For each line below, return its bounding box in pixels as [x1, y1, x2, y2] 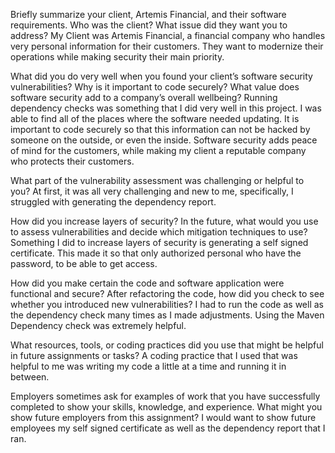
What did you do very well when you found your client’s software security [10, 70, 313, 82]
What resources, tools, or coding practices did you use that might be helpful [10, 339, 324, 351]
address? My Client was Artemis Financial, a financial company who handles [10, 30, 326, 41]
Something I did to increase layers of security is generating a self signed [10, 237, 309, 248]
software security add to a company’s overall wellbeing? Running [10, 92, 278, 103]
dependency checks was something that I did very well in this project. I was [10, 102, 322, 114]
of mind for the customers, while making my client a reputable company [10, 145, 307, 156]
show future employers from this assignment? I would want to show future [10, 412, 317, 423]
